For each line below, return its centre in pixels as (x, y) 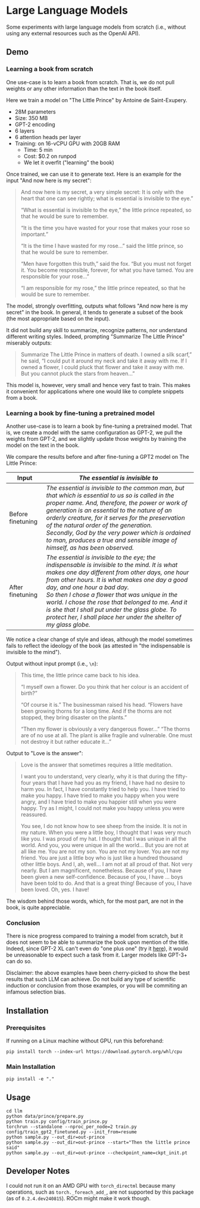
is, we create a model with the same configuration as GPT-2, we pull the (94, 432)
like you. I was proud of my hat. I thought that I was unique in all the (103, 838)
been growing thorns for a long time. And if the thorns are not (96, 711)
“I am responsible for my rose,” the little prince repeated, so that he (103, 288)
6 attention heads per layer (48, 137)
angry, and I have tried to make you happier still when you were (99, 802)
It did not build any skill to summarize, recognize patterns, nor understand (97, 330)
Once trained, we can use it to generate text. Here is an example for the (94, 174)
